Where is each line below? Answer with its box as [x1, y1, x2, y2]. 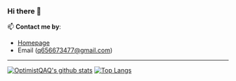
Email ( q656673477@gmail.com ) [17, 46, 113, 54]
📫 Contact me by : [7, 22, 62, 31]
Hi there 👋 [7, 6, 42, 16]
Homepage [17, 38, 51, 47]
